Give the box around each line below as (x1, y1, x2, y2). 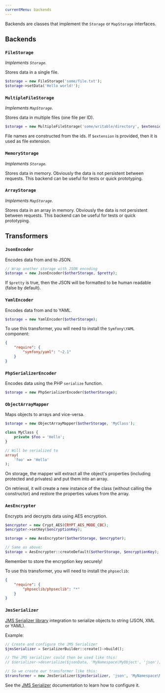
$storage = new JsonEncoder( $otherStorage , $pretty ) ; (5, 271, 118, 276)
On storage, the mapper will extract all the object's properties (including (5, 471, 151, 477)
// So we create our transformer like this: (5, 669, 98, 674)
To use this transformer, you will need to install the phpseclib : (5, 568, 129, 574)
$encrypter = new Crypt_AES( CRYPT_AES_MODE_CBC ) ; (5, 522, 109, 527)
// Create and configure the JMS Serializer (5, 642, 98, 647)
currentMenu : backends (5, 7, 52, 12)
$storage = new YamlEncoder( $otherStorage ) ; (5, 316, 98, 322)
